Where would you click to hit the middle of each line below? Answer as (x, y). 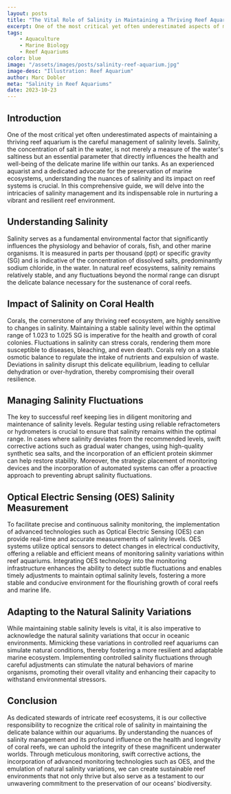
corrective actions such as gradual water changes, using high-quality (106, 446)
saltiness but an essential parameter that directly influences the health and (113, 156)
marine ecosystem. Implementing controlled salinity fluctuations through (110, 658)
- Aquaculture (40, 39)
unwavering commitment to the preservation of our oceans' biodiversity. (109, 783)
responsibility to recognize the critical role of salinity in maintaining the (107, 725)
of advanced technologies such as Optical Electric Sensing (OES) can (106, 532)
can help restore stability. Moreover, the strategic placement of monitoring (112, 461)
